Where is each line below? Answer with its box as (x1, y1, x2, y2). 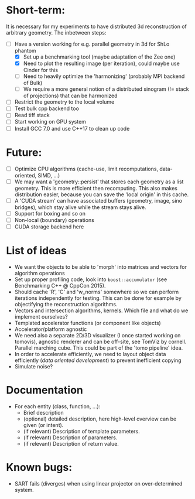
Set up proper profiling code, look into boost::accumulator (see (14, 276, 167, 283)
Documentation (6, 384, 84, 397)
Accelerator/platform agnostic (14, 326, 87, 333)
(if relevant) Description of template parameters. (23, 428, 141, 435)
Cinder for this (23, 67, 59, 74)
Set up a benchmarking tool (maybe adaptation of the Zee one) (23, 53, 176, 60)
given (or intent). (23, 421, 64, 428)
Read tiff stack (14, 112, 50, 119)
